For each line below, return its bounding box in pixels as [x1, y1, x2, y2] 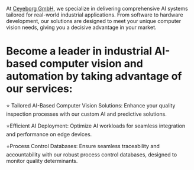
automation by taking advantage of [6, 70, 182, 83]
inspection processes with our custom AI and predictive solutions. [6, 110, 167, 117]
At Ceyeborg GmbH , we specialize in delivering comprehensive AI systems [6, 5, 188, 12]
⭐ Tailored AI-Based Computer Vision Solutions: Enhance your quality [6, 102, 176, 109]
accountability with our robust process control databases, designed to [6, 151, 177, 158]
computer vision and [39, 57, 144, 70]
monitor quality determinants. [6, 157, 78, 164]
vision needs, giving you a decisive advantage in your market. [6, 24, 157, 31]
